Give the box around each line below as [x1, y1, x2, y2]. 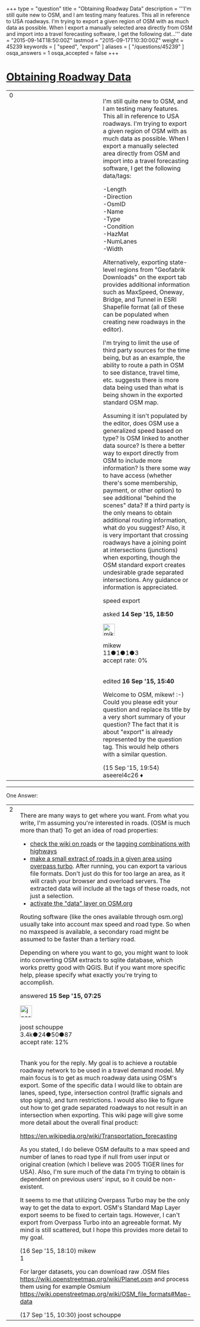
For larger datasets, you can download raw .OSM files [20, 1267, 170, 1276]
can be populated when [103, 310, 169, 318]
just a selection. [30, 892, 74, 900]
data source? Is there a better [103, 441, 186, 450]
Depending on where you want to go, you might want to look [20, 948, 189, 957]
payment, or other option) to [103, 486, 182, 494]
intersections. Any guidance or [103, 576, 189, 584]
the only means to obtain [103, 508, 173, 516]
